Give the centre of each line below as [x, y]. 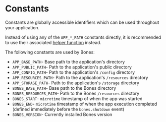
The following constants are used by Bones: [50, 52]
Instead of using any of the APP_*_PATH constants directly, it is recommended [83, 37]
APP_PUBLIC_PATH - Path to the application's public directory [72, 67]
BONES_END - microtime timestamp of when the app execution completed [84, 104]
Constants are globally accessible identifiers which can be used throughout [82, 22]
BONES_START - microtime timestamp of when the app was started [77, 98]
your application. [22, 27]
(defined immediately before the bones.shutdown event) [68, 109]
